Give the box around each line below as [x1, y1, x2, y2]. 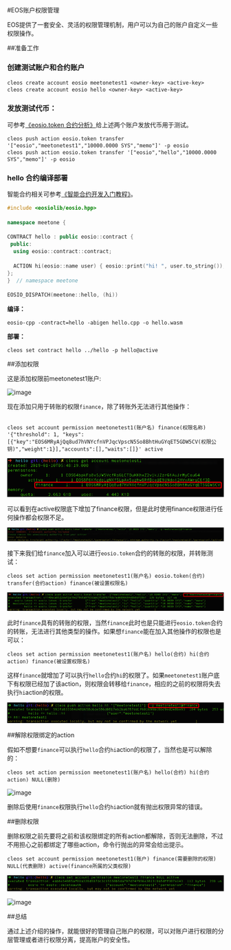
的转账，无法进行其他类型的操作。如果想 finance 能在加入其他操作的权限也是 [7, 627, 222, 636]
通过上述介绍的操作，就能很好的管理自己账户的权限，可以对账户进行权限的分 [7, 927, 224, 935]
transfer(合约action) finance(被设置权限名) [7, 580, 129, 587]
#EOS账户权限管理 [7, 6, 60, 14]
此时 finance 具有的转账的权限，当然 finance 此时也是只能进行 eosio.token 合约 [7, 618, 223, 627]
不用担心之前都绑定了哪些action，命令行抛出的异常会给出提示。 [7, 840, 188, 848]
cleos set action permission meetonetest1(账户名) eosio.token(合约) [7, 572, 206, 579]
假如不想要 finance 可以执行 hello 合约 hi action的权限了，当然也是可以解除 [7, 745, 212, 753]
